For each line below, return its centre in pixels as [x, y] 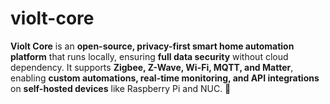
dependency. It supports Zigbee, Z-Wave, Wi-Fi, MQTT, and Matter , [152, 67]
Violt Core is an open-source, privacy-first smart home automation [152, 46]
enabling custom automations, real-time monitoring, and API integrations [165, 78]
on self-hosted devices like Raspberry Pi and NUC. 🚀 [121, 88]
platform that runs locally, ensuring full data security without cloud [149, 56]
